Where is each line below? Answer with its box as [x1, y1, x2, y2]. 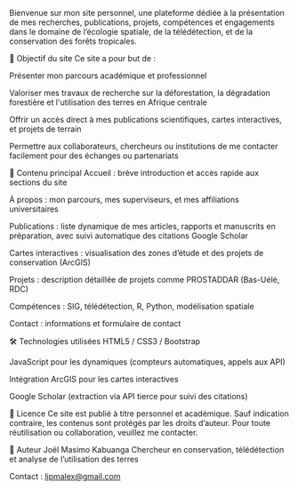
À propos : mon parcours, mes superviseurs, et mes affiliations [9, 195, 240, 205]
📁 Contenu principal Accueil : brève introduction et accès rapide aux [9, 168, 260, 178]
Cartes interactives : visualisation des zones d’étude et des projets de [9, 248, 264, 258]
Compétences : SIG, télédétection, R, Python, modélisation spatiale [9, 301, 255, 311]
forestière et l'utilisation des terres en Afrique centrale [9, 97, 207, 108]
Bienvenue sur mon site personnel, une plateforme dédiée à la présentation [9, 8, 285, 18]
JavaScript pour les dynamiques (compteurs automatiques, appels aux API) [9, 357, 286, 367]
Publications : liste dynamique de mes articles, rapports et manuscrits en [9, 221, 276, 231]
